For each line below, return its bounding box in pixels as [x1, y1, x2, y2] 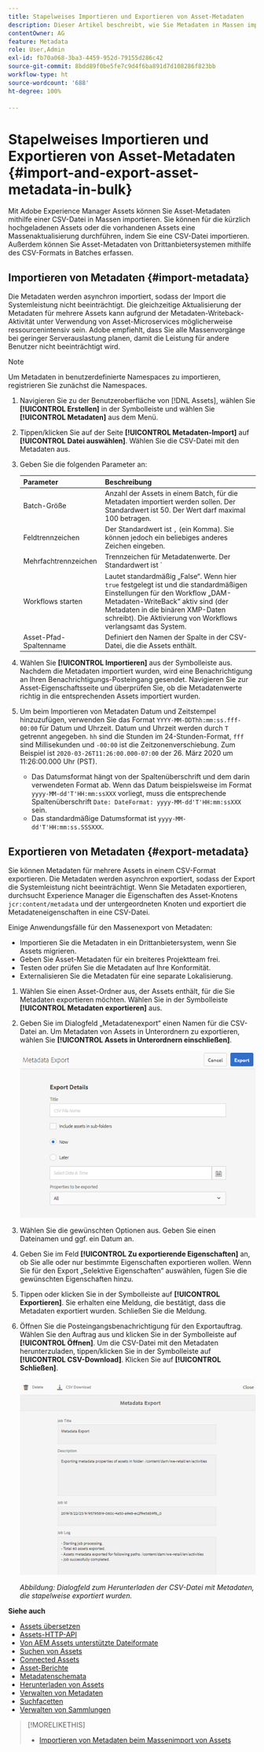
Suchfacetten [19, 1696, 64, 1706]
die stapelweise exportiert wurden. [19, 1591, 132, 1600]
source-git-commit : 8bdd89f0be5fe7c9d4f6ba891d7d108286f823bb [8, 63, 216, 71]
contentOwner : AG [8, 29, 65, 37]
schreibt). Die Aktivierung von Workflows [104, 613, 238, 622]
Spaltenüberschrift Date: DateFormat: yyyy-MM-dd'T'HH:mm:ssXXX [31, 797, 242, 807]
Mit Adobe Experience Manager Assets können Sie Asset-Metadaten [8, 207, 231, 216]
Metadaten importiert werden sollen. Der [104, 497, 236, 506]
